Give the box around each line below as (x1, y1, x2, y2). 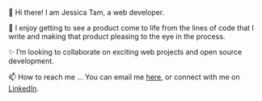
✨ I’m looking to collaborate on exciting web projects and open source (8, 47, 243, 56)
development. (8, 56, 54, 66)
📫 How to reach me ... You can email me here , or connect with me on (8, 72, 240, 82)
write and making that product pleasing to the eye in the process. (8, 32, 226, 41)
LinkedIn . (8, 84, 39, 93)
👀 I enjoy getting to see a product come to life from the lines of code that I (8, 23, 255, 32)
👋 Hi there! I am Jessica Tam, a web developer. (8, 8, 165, 17)
